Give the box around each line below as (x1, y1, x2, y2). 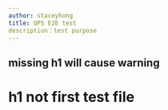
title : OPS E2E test (8, 19, 78, 27)
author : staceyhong (8, 11, 74, 20)
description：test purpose (8, 26, 98, 34)
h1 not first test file (8, 88, 134, 106)
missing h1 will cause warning (8, 56, 160, 69)
